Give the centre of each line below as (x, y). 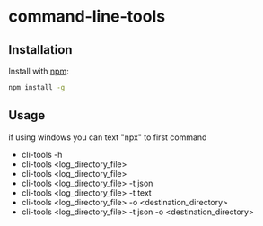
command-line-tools (87, 17)
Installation (40, 50)
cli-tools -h (42, 154)
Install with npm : (39, 71)
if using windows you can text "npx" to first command (108, 137)
